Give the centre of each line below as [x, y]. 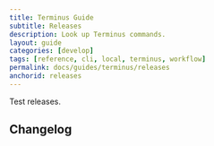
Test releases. [35, 101]
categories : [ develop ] [51, 51]
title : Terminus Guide [51, 17]
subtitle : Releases [46, 26]
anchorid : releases [46, 76]
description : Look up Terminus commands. [88, 34]
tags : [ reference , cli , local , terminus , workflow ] [107, 59]
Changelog [41, 129]
